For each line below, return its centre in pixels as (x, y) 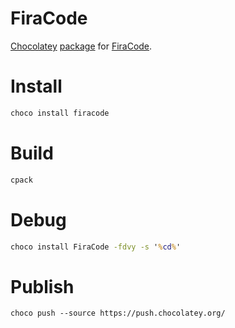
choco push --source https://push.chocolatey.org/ (118, 313)
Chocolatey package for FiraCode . (81, 46)
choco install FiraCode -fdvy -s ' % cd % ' (96, 247)
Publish (42, 286)
